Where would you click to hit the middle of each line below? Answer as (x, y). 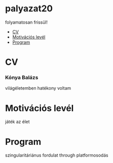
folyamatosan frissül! (26, 22)
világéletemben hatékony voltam (38, 88)
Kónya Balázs (22, 78)
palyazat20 (29, 9)
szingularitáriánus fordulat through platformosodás (57, 155)
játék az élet (18, 122)
